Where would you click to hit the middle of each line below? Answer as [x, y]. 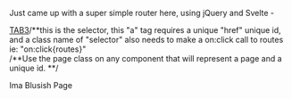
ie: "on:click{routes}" [48, 49]
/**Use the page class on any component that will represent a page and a [146, 58]
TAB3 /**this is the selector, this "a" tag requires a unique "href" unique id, [145, 30]
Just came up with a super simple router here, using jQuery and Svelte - [142, 13]
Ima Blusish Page [41, 85]
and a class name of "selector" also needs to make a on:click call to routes [146, 40]
